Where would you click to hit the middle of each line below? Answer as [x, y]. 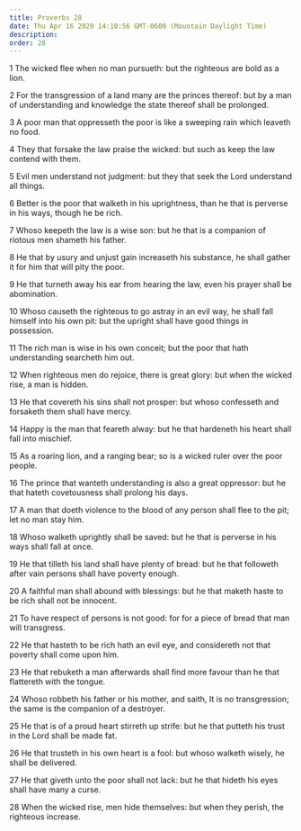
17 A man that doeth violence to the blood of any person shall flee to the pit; [150, 510]
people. [23, 465]
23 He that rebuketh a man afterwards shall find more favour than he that [145, 673]
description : [34, 34]
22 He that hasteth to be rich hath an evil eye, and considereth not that [140, 646]
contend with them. [45, 159]
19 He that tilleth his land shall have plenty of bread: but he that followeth [144, 565]
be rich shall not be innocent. [63, 601]
